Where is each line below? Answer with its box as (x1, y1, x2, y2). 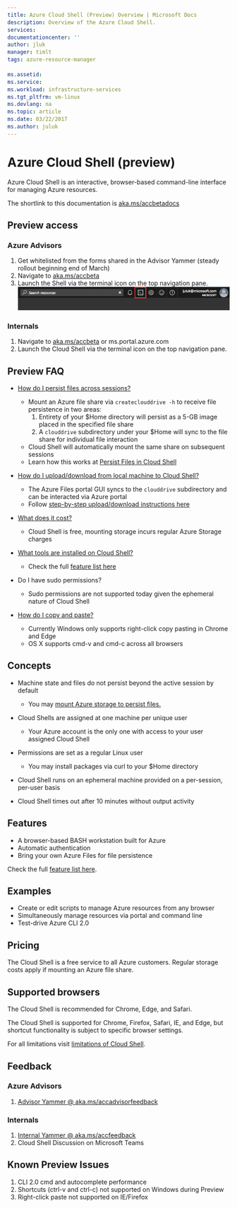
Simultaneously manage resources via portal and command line (17, 911, 203, 920)
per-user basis (17, 783, 61, 791)
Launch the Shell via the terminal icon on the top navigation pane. (17, 279, 208, 287)
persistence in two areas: (28, 405, 102, 414)
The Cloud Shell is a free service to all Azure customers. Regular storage (7, 958, 219, 967)
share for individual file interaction (38, 435, 138, 444)
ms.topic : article (7, 108, 61, 116)
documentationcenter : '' (7, 34, 80, 41)
